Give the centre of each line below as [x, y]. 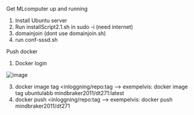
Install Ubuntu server [41, 20]
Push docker [22, 51]
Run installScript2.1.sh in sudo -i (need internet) [74, 27]
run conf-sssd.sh [36, 40]
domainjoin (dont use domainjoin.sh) [60, 33]
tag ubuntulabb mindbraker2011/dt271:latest [70, 93]
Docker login [31, 63]
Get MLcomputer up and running [47, 9]
